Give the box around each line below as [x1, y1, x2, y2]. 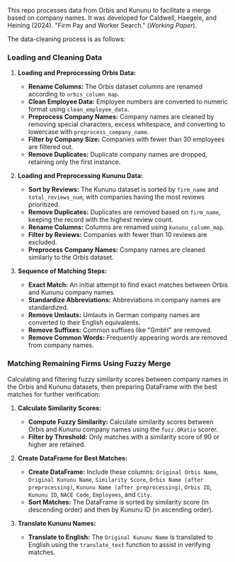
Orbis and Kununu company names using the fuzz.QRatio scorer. [28, 425, 218, 434]
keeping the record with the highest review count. [28, 216, 173, 224]
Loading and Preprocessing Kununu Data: [17, 172, 144, 180]
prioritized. [28, 200, 60, 209]
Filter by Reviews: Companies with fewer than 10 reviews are [28, 231, 207, 239]
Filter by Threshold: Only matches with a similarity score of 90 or [28, 432, 220, 441]
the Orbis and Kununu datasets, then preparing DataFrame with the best [7, 382, 217, 391]
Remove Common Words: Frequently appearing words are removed [28, 334, 228, 342]
